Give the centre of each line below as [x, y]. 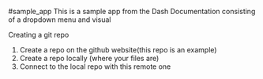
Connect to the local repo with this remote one [95, 66]
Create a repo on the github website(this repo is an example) [118, 50]
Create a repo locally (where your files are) [89, 58]
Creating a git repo [39, 35]
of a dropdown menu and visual [60, 20]
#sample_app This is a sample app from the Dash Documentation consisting [132, 11]
